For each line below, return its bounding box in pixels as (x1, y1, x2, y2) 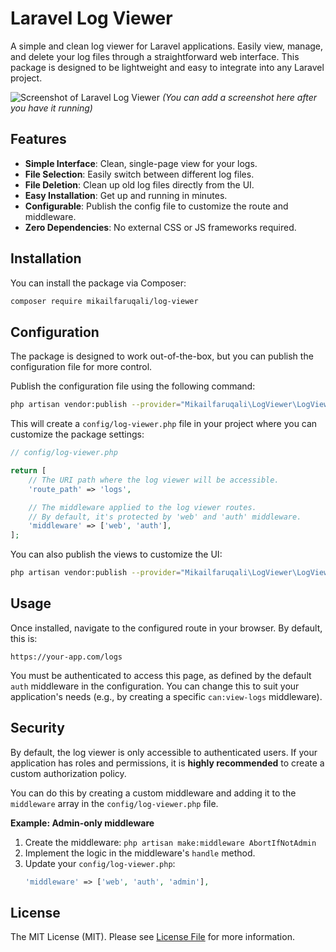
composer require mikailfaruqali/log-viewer (10, 296, 199, 306)
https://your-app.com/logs (10, 652, 123, 662)
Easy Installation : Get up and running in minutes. (24, 189, 228, 201)
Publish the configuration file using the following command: (10, 380, 256, 392)
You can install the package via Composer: (10, 277, 187, 289)
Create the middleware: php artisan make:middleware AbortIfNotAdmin (24, 836, 317, 848)
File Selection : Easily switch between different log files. (24, 168, 255, 180)
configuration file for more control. (10, 361, 153, 373)
